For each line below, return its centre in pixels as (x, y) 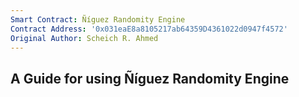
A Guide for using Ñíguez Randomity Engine (150, 78)
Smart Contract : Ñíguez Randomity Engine (98, 19)
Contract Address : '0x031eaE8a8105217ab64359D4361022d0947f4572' (149, 29)
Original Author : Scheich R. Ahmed (84, 38)
